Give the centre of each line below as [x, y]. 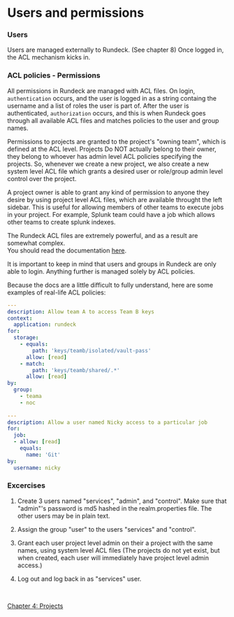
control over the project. [42, 178]
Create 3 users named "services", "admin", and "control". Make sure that [122, 501]
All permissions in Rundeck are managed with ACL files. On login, [101, 91]
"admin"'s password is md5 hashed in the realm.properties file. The [115, 508]
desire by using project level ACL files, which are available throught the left [115, 199]
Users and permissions [76, 13]
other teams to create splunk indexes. [61, 222]
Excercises [26, 485]
